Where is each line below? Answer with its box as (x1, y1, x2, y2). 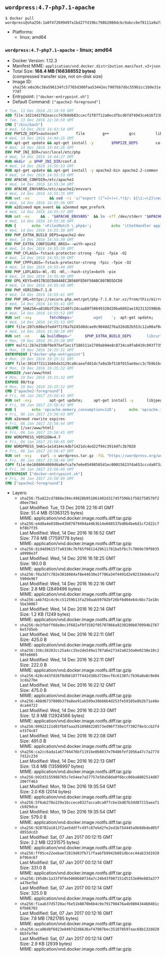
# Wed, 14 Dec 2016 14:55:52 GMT (5, 311, 74, 316)
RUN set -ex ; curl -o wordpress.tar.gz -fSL (5, 453, 105, 458)
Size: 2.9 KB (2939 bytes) (19, 941, 73, 947)
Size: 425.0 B (19, 637, 47, 642)
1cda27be (19, 678, 38, 683)
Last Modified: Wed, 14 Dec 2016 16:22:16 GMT (19, 581, 116, 587)
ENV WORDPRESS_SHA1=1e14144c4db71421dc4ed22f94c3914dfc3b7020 (5, 444, 136, 449)
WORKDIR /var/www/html (5, 370, 52, 375)
